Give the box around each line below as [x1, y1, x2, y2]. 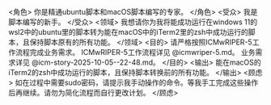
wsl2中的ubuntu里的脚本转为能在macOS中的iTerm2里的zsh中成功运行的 [8, 27, 249, 36]
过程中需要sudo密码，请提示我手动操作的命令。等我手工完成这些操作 [29, 78, 259, 87]
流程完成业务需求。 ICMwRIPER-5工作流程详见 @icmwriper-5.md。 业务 [15, 48, 256, 57]
